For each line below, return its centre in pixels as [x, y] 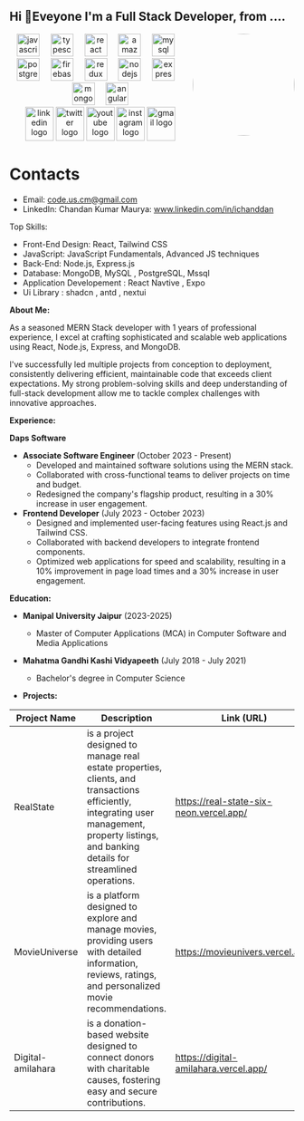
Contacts [45, 174]
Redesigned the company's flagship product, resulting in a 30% [155, 494]
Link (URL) [244, 718]
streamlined [112, 869]
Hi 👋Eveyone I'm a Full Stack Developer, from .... [147, 17]
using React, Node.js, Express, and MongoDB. [95, 346]
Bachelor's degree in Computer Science [110, 678]
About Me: [30, 310]
